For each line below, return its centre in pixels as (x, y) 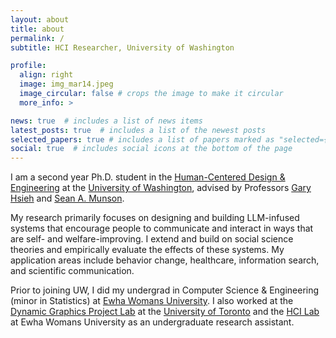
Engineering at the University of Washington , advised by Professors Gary (161, 188)
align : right (46, 75)
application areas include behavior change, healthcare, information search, (165, 260)
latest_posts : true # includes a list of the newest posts (138, 130)
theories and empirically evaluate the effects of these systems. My (147, 250)
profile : (28, 66)
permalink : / (37, 38)
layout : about (40, 19)
